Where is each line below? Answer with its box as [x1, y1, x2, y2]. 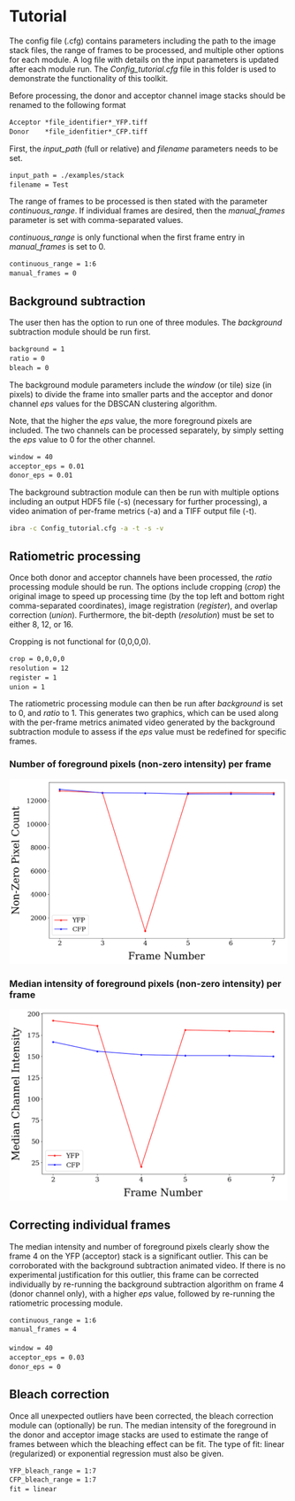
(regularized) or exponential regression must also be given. [9, 1448, 224, 1459]
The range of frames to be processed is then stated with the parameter [9, 196, 268, 207]
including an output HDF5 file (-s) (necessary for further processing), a [9, 496, 268, 507]
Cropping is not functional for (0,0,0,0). [9, 635, 152, 647]
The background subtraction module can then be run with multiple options [9, 487, 280, 497]
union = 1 [9, 682, 46, 691]
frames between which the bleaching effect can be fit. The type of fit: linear [9, 1438, 285, 1449]
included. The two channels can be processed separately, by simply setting [9, 425, 284, 435]
